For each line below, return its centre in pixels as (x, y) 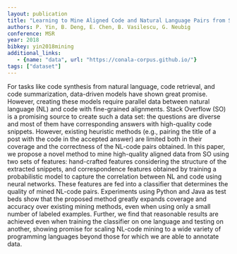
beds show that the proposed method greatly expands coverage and (107, 199)
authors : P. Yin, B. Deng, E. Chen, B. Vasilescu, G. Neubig (99, 27)
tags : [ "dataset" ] (34, 66)
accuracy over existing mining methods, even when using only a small (109, 206)
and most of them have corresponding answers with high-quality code (110, 123)
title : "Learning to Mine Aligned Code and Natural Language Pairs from (116, 20)
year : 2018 (23, 40)
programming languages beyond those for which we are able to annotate (113, 236)
